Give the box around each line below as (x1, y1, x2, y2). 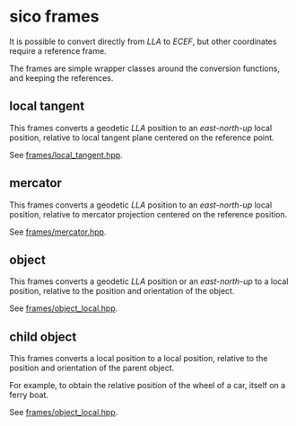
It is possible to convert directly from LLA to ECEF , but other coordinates (9, 36, 277, 47)
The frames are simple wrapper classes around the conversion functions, (9, 63, 281, 74)
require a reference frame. (9, 45, 107, 56)
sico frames (9, 6, 100, 27)
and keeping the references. (9, 72, 114, 83)
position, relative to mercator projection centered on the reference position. (9, 209, 288, 219)
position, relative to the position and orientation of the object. (9, 286, 235, 297)
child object (9, 329, 77, 344)
